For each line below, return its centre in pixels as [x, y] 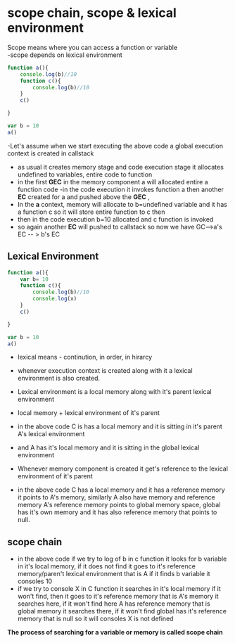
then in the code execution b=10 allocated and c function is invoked [115, 219]
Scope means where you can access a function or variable [93, 47]
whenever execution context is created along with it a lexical [105, 371]
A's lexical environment [51, 434]
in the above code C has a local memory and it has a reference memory [121, 490]
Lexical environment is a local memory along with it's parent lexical [115, 392]
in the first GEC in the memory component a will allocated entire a [113, 182]
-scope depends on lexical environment [65, 55]
